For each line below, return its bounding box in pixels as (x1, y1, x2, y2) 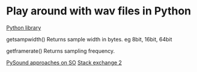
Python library (6, 24, 41, 31)
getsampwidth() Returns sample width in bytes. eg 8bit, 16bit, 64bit (6, 35, 172, 43)
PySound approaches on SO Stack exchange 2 (6, 59, 122, 66)
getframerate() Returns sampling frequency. (6, 47, 115, 55)
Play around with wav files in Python (6, 4, 192, 18)
